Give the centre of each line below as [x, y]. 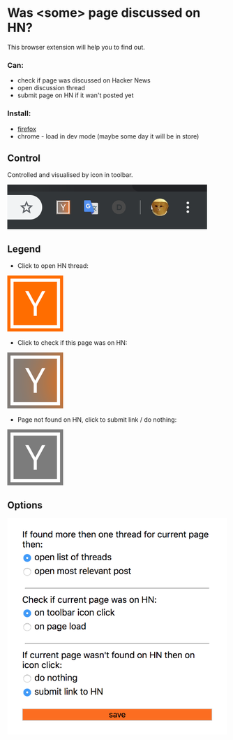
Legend [24, 249]
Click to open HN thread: [53, 266]
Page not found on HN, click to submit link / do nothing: [97, 420]
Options [25, 505]
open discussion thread [51, 88]
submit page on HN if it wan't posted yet [75, 95]
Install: [19, 113]
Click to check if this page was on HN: [72, 343]
